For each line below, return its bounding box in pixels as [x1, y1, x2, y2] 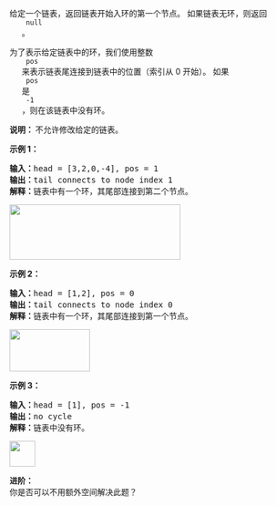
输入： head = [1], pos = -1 [9, 400, 130, 410]
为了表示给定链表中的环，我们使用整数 [9, 46, 153, 57]
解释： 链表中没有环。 [9, 423, 89, 433]
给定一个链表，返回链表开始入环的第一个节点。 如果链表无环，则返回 [9, 8, 267, 18]
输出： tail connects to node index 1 [9, 175, 173, 185]
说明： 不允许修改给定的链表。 [9, 124, 124, 135]
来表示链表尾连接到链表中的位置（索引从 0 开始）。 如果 [21, 67, 230, 77]
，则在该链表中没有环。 [21, 105, 110, 116]
